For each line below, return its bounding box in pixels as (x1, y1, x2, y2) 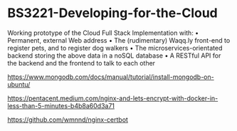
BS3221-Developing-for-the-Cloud (7, 5, 218, 21)
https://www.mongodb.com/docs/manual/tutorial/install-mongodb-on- (7, 73, 215, 81)
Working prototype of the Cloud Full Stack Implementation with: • (7, 28, 199, 37)
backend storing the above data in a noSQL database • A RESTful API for (7, 51, 221, 60)
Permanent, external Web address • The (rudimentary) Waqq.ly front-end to (7, 36, 231, 44)
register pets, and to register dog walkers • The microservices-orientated (7, 43, 223, 52)
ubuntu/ (7, 80, 31, 88)
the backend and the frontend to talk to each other (7, 58, 155, 67)
